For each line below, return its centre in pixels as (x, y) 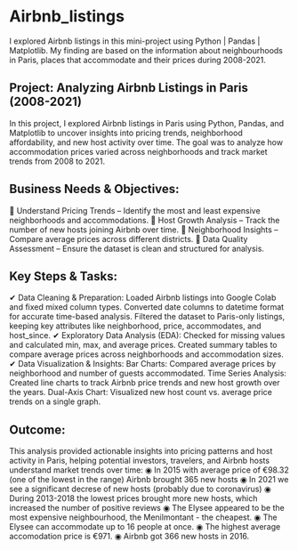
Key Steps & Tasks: (64, 276)
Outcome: (37, 429)
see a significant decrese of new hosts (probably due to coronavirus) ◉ (140, 489)
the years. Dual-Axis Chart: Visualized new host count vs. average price (141, 392)
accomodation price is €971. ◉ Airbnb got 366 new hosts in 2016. (129, 537)
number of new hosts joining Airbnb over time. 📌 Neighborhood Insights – (144, 230)
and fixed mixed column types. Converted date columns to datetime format (147, 307)
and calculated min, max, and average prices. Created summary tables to (143, 345)
